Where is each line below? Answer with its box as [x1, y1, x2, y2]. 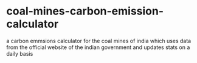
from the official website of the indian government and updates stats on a [6, 44, 190, 51]
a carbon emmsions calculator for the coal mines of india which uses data [6, 37, 192, 44]
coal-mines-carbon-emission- [6, 4, 164, 18]
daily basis [6, 50, 33, 57]
